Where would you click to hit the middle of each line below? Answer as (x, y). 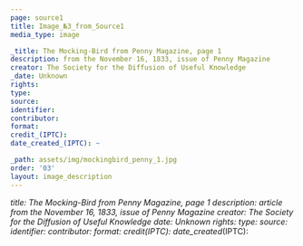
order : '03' (33, 168)
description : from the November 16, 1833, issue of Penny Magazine (141, 60)
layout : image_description (61, 176)
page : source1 (37, 18)
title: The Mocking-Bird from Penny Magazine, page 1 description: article (147, 202)
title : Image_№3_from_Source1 (68, 26)
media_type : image (45, 34)
